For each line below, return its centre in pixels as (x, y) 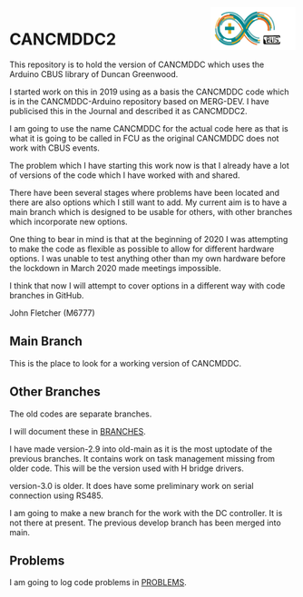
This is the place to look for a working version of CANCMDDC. (126, 363)
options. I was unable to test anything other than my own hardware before (147, 258)
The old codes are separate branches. (81, 414)
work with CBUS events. (54, 148)
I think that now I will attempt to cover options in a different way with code (147, 285)
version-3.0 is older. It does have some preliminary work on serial (132, 485)
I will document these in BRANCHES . (78, 431)
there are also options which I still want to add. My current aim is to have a (148, 202)
